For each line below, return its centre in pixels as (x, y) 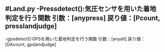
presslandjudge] (31, 26)
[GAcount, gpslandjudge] (31, 44)
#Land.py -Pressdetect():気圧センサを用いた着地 (81, 9)
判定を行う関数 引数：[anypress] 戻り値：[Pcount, (83, 18)
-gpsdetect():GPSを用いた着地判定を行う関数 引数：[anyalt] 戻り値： (75, 39)
